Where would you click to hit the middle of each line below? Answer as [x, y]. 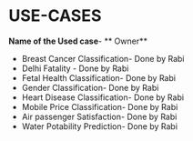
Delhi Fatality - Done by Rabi [75, 68]
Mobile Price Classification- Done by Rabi [100, 106]
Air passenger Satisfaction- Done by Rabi [99, 116]
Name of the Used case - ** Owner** [78, 41]
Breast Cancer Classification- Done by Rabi [103, 58]
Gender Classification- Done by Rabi [90, 87]
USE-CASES [55, 16]
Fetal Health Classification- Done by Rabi [99, 77]
